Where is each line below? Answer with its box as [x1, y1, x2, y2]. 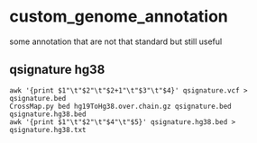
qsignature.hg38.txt [9, 125, 87, 134]
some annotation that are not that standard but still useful [9, 36, 223, 47]
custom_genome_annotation [9, 6, 228, 27]
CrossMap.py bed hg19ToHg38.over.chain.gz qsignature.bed [9, 102, 232, 111]
